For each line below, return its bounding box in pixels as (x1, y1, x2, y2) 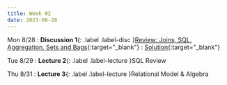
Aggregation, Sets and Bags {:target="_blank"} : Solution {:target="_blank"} (7, 43, 221, 51)
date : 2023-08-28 (7, 17, 58, 23)
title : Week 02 (7, 10, 52, 17)
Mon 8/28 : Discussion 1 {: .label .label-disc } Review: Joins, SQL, (7, 35, 192, 44)
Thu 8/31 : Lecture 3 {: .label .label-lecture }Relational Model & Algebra (7, 70, 209, 78)
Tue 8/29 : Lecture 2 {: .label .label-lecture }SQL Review (7, 56, 166, 64)
